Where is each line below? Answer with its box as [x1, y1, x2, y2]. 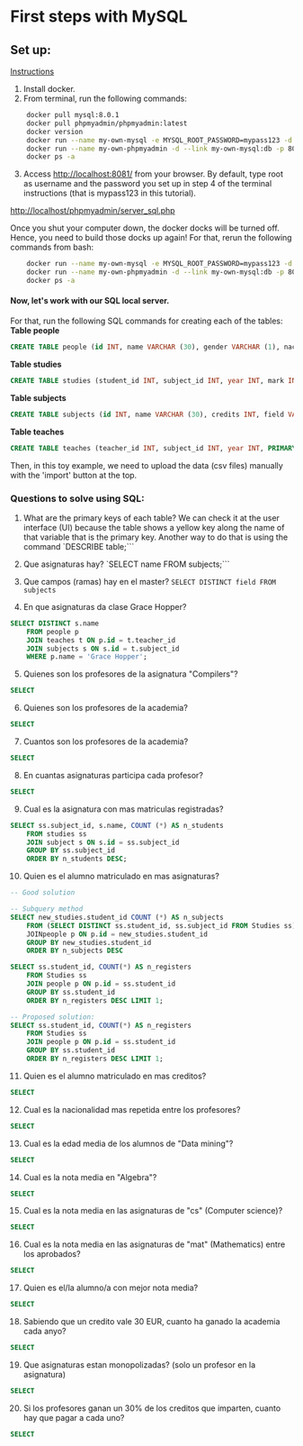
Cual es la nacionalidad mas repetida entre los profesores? [22, 1104, 241, 1114]
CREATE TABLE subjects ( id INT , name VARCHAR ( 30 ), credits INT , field [10, 410, 284, 419]
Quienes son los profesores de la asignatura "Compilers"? [22, 668, 238, 679]
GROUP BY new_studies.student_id [26, 938, 152, 947]
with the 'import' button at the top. [10, 469, 138, 480]
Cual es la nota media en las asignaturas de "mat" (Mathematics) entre [22, 1239, 286, 1250]
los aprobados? [22, 1249, 81, 1260]
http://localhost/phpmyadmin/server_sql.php [10, 205, 175, 216]
